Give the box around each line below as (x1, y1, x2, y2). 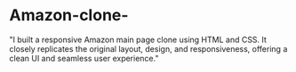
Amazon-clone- (9, 5, 129, 25)
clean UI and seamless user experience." (9, 53, 159, 63)
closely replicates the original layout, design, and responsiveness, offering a (9, 43, 288, 54)
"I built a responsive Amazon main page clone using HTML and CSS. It (9, 34, 267, 45)
